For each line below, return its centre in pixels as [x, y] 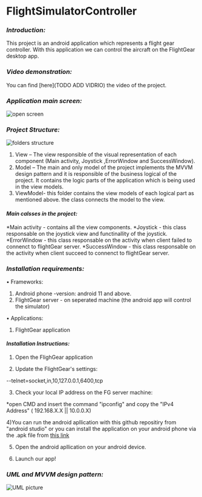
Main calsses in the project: [42, 213]
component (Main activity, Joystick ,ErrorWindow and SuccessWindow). [105, 161]
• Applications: [25, 318]
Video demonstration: [39, 72]
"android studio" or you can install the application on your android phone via [101, 429]
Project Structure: [33, 130]
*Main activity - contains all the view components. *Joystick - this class [96, 227]
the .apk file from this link [38, 435]
